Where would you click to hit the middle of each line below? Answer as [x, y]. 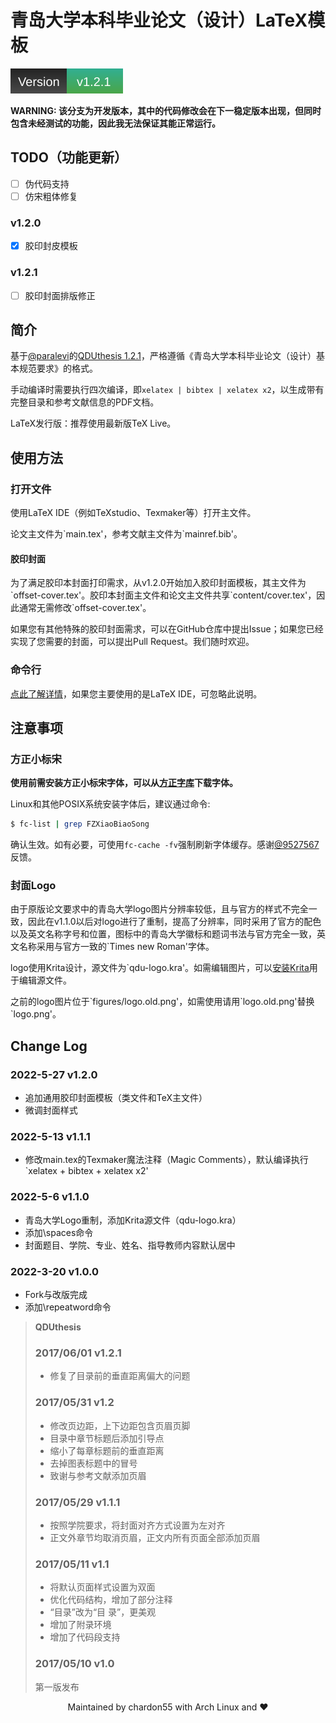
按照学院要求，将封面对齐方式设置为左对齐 [137, 1525]
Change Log [49, 1046]
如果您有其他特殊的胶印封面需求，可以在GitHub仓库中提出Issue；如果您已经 [167, 629]
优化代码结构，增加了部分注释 [111, 1600]
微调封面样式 [51, 1110]
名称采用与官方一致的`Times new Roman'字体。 [116, 947]
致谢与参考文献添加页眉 [98, 1475]
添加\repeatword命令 [68, 1307]
